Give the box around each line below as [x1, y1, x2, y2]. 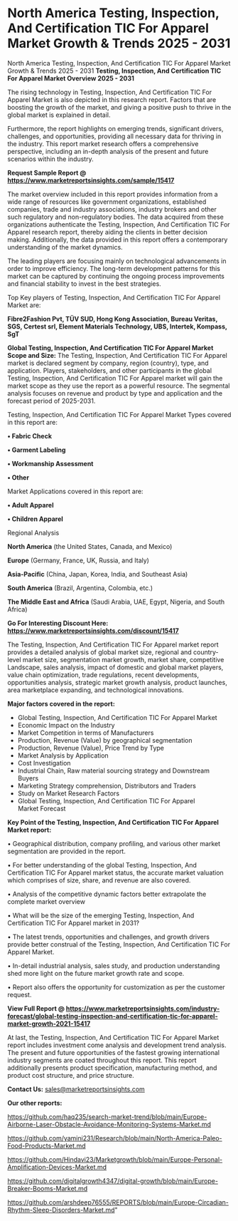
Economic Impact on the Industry [17, 721, 115, 729]
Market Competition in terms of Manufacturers [17, 728, 154, 737]
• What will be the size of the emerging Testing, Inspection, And [7, 911, 195, 919]
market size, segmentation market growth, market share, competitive [22, 655, 225, 664]
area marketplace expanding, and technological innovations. [7, 686, 184, 694]
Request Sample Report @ [7, 168, 87, 177]
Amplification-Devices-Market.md [7, 1163, 107, 1171]
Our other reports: [7, 1098, 63, 1107]
